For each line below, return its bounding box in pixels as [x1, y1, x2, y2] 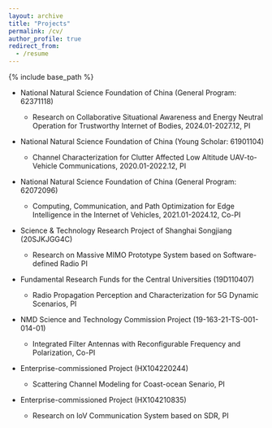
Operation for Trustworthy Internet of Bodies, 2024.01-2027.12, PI [32, 121, 251, 130]
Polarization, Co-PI [32, 347, 96, 357]
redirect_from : [8, 42, 60, 50]
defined [32, 259, 58, 269]
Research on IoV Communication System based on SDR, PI [32, 411, 229, 420]
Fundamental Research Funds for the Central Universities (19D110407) [19, 274, 254, 284]
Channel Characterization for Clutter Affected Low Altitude [32, 152, 229, 162]
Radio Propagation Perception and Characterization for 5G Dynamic [32, 290, 259, 299]
